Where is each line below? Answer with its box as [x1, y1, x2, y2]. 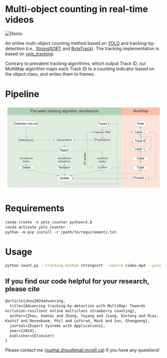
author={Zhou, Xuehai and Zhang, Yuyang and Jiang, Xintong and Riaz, [9, 314, 159, 319]
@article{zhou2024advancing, [5, 299, 66, 304]
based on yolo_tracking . [5, 51, 55, 57]
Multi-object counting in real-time [5, 3, 148, 15]
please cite [5, 285, 40, 293]
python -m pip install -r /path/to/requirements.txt [5, 230, 117, 235]
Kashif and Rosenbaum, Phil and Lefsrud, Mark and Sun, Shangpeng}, [5, 319, 150, 324]
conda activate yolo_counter [5, 225, 66, 230]
